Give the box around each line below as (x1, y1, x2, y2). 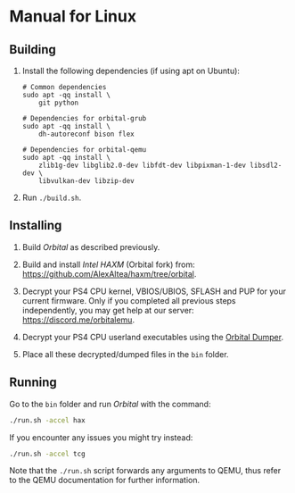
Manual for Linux (9, 6, 136, 27)
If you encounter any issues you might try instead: (9, 431, 193, 443)
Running (9, 375, 58, 390)
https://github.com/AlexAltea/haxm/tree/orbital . (21, 268, 197, 279)
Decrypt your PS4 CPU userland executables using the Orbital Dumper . (21, 331, 283, 342)
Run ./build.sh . (21, 192, 82, 203)
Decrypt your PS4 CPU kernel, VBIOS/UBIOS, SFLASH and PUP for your (21, 286, 287, 297)
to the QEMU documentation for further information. (9, 475, 201, 486)
